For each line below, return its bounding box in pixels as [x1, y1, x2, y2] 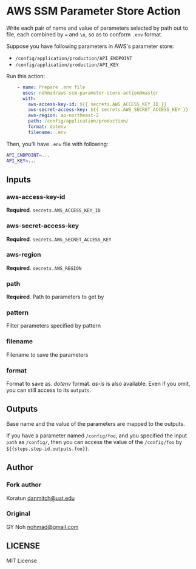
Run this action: [6, 72, 46, 79]
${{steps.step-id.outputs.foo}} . [6, 445, 90, 452]
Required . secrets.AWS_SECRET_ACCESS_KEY [6, 235, 112, 243]
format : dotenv [28, 124, 67, 130]
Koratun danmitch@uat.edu [6, 494, 75, 502]
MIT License [6, 557, 38, 564]
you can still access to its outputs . [6, 386, 92, 394]
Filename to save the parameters [6, 351, 89, 359]
